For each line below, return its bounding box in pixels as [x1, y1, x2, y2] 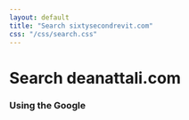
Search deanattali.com [9, 68, 181, 88]
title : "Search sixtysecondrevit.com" [9, 21, 153, 30]
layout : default [9, 12, 70, 22]
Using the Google [9, 100, 86, 112]
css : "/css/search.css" [9, 29, 98, 38]
